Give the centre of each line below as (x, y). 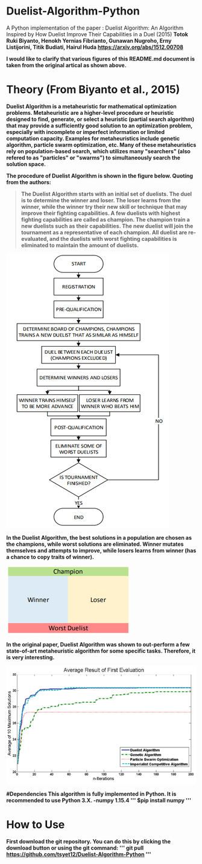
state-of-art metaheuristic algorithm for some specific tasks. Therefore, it (101, 651)
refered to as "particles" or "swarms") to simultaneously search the (93, 158)
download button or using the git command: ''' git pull (75, 848)
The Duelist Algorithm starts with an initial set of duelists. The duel (106, 194)
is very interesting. (30, 657)
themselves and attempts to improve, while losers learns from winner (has (101, 550)
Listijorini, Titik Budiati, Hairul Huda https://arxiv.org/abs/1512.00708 (95, 47)
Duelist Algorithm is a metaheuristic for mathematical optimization (91, 106)
